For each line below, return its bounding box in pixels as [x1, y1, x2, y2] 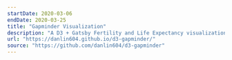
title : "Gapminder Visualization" [7, 23, 107, 30]
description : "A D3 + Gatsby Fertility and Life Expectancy [7, 29, 184, 37]
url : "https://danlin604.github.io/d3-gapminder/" [7, 36, 156, 43]
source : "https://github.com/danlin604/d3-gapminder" [7, 42, 166, 49]
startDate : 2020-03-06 [7, 10, 72, 17]
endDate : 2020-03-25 [7, 17, 67, 23]
